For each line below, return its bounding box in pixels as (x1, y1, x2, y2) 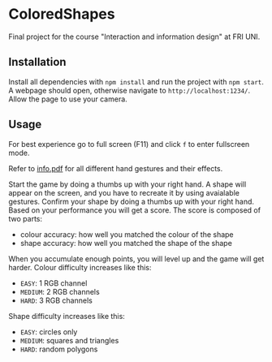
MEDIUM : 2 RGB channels (19, 287, 100, 296)
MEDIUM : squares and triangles (19, 335, 119, 345)
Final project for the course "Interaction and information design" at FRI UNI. (8, 32, 261, 41)
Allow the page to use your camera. (8, 94, 127, 104)
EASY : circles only (19, 326, 78, 337)
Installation (8, 55, 67, 69)
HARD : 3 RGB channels (19, 295, 93, 305)
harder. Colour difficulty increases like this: (8, 262, 152, 272)
